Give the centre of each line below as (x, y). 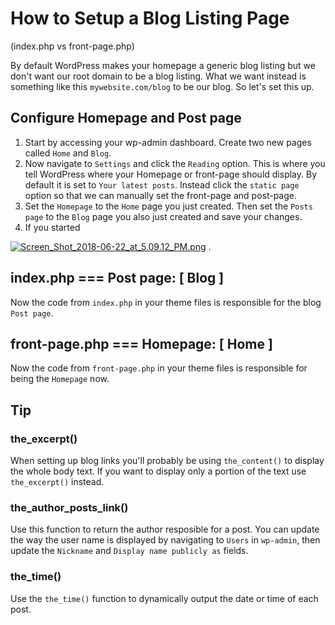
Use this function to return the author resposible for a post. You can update (165, 529)
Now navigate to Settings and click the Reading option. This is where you (175, 163)
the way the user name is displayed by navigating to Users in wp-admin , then (165, 540)
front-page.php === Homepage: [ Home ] (141, 343)
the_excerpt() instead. (57, 482)
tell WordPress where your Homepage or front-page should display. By (171, 174)
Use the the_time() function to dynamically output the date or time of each (164, 598)
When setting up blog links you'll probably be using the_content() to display (167, 461)
